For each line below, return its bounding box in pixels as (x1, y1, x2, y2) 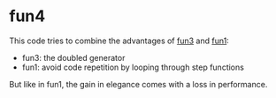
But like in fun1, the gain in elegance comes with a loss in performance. (9, 79, 268, 89)
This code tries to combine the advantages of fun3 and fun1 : (9, 35, 230, 46)
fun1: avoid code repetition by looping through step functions (21, 62, 245, 72)
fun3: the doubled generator (21, 52, 126, 63)
